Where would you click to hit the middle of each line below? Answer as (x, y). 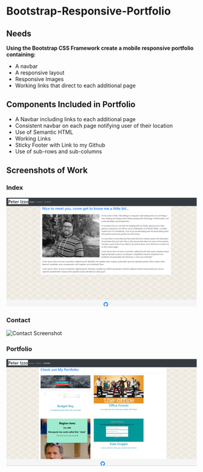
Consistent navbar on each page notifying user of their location (94, 125)
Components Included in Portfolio (71, 105)
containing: (21, 55)
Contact (18, 320)
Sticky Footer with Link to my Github (60, 145)
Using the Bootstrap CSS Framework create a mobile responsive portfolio (100, 48)
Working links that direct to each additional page (75, 85)
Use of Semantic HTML (44, 132)
